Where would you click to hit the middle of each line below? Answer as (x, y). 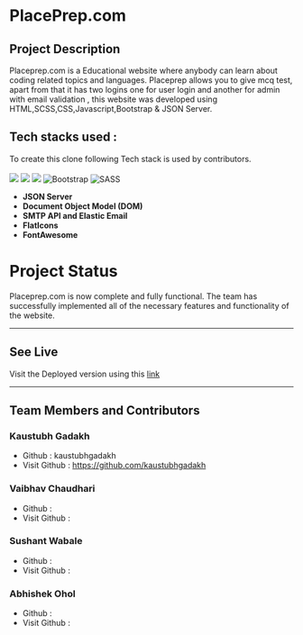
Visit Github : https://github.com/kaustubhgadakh (114, 466)
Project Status (64, 271)
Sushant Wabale (46, 541)
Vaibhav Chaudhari (52, 489)
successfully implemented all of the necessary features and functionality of (150, 305)
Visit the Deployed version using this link (85, 374)
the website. (32, 315)
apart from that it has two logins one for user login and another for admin (145, 90)
